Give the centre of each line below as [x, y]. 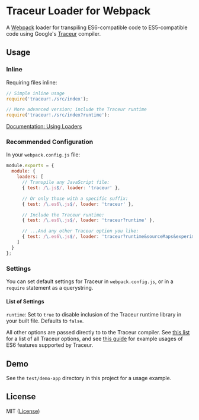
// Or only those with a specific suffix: [75, 198]
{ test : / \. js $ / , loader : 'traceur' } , [71, 188]
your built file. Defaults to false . [45, 321]
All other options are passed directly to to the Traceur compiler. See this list [98, 333]
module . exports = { [30, 166]
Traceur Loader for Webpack [78, 11]
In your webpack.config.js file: [43, 155]
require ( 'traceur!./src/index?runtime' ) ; [58, 115]
